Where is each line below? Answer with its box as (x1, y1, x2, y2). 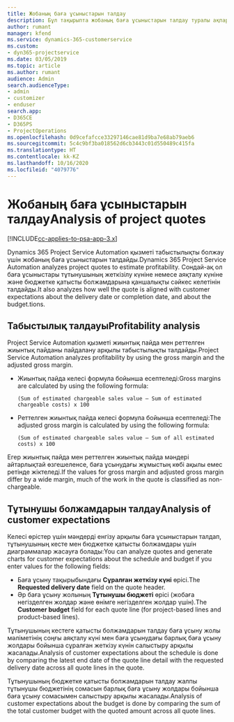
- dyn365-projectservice (7, 50, 79, 57)
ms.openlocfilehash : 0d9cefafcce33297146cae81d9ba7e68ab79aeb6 (7, 133, 195, 140)
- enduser (7, 101, 36, 108)
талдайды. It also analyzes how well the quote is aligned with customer (7, 284, 210, 294)
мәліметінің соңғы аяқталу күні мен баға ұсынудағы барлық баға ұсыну (7, 634, 221, 642)
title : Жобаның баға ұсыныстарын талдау (7, 10, 127, 17)
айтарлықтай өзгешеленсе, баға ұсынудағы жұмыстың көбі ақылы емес (7, 461, 223, 469)
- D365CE (7, 114, 33, 121)
